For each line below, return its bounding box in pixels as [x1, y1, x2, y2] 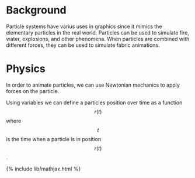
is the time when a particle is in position [6, 135, 102, 142]
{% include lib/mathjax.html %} [6, 165, 81, 172]
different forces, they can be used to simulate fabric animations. [6, 42, 160, 49]
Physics [6, 62, 46, 76]
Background [6, 4, 67, 17]
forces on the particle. [6, 87, 60, 94]
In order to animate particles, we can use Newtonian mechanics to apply [6, 81, 180, 88]
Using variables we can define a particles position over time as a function [6, 99, 183, 106]
